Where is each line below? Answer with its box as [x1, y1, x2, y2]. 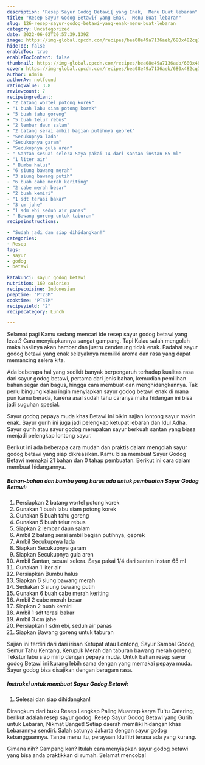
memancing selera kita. [7, 357, 66, 364]
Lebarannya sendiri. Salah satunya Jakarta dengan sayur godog [7, 727, 167, 735]
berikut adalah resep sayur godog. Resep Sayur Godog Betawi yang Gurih [7, 714, 192, 721]
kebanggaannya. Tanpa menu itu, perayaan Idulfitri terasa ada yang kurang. [7, 733, 196, 741]
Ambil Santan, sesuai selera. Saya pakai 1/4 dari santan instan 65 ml [15, 557, 186, 564]
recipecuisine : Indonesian [7, 286, 75, 292]
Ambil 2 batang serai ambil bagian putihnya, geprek [15, 532, 145, 539]
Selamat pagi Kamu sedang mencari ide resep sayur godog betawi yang [7, 330, 188, 338]
